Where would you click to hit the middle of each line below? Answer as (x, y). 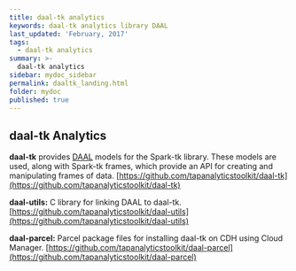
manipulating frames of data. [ (64, 176)
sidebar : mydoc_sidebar (53, 75)
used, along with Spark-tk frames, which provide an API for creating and (141, 166)
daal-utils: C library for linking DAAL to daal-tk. (95, 202)
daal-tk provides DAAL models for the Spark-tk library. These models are (143, 157)
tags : (19, 42)
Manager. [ (29, 248)
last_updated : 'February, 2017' (69, 34)
